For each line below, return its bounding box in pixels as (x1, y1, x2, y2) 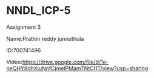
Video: (6, 58, 23, 65)
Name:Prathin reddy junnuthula (6, 35, 84, 42)
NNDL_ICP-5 (6, 4, 71, 17)
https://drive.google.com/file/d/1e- (22, 58, 109, 65)
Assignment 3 (6, 23, 41, 31)
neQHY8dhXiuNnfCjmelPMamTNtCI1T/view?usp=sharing (6, 64, 149, 72)
